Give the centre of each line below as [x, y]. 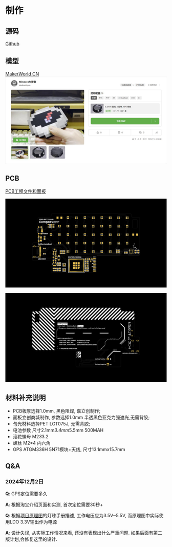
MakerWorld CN [22, 74]
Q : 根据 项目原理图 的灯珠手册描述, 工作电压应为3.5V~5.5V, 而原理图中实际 [82, 515]
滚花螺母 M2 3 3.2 [30, 437]
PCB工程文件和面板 [26, 191]
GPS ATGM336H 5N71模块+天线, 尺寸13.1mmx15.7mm [69, 450]
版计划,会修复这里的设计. [31, 539]
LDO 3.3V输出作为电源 [33, 522]
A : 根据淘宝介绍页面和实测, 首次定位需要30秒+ [54, 504]
